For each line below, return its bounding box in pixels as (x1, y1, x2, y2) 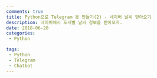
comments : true (6, 8, 44, 15)
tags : (6, 46, 19, 53)
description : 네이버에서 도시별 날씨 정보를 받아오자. (6, 19, 123, 25)
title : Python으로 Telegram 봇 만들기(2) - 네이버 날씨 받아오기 (6, 14, 152, 20)
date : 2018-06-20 (6, 25, 49, 31)
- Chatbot (8, 63, 33, 69)
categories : (6, 30, 35, 36)
